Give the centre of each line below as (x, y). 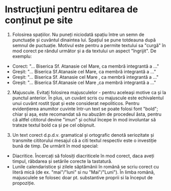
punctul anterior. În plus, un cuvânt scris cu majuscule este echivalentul (88, 98)
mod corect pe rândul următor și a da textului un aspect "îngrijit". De (84, 51)
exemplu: (22, 56)
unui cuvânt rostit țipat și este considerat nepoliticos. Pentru (76, 103)
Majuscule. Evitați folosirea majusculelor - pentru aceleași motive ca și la (89, 92)
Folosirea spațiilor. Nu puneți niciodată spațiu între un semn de (78, 34)
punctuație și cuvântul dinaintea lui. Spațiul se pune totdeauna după (84, 40)
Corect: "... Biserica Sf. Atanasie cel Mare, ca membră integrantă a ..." (86, 66)
